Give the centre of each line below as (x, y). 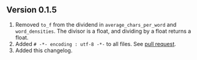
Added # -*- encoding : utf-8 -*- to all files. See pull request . (95, 44)
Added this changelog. (44, 50)
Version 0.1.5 (32, 10)
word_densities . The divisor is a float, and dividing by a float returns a (103, 31)
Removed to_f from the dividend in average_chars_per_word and (96, 24)
